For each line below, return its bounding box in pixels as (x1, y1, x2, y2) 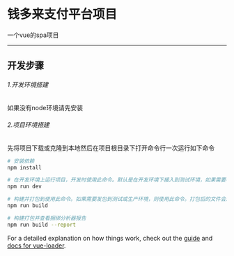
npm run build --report (7, 221, 77, 228)
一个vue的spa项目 (7, 31, 59, 39)
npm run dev (7, 183, 42, 190)
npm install (7, 164, 42, 171)
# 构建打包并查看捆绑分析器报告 (7, 214, 86, 222)
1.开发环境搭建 (7, 80, 49, 89)
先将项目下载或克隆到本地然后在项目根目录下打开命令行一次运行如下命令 (7, 144, 214, 152)
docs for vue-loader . (7, 241, 66, 250)
